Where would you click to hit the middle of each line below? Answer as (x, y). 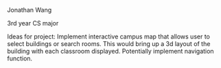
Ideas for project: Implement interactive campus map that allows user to (109, 36)
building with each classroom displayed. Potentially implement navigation (110, 51)
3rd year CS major (33, 23)
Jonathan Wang (30, 10)
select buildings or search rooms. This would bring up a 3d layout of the (109, 44)
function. (20, 58)
